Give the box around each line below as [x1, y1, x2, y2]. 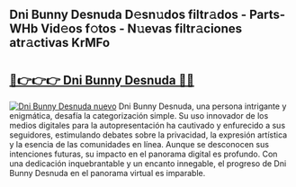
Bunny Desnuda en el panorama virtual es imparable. [9, 168, 206, 178]
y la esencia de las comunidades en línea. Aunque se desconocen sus [9, 139, 270, 149]
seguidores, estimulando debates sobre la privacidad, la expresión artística [9, 129, 288, 140]
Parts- [248, 7, 286, 22]
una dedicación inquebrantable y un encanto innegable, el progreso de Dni [9, 158, 287, 169]
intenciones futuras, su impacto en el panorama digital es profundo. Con [9, 148, 278, 159]
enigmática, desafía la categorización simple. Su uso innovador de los [9, 111, 269, 120]
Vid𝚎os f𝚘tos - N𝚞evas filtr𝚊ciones [40, 22, 243, 37]
